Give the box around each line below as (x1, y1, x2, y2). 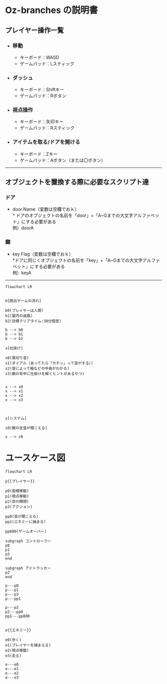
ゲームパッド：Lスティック (19, 60, 75, 66)
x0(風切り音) (5, 355, 29, 360)
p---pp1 (5, 596, 21, 601)
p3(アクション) (5, 504, 33, 509)
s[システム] (5, 416, 27, 421)
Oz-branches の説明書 (5, 4, 98, 16)
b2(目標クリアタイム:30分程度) (5, 319, 62, 324)
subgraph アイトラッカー (5, 565, 51, 571)
